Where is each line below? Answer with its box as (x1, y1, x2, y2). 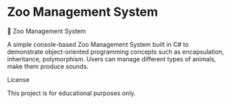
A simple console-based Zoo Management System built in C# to (7, 40, 189, 48)
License (7, 75, 30, 83)
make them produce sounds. (7, 62, 89, 70)
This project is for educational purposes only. (7, 89, 136, 97)
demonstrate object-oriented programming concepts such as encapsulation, (7, 48, 224, 56)
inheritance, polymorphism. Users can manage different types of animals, (7, 54, 217, 63)
